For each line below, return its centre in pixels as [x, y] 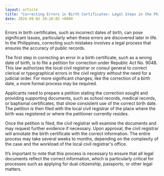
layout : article [21, 10]
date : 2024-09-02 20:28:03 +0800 [39, 19]
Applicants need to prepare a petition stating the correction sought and [76, 93]
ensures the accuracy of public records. [45, 48]
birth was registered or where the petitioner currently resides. [67, 114]
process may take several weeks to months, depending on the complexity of [82, 139]
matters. [13, 169]
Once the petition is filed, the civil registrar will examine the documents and [81, 123]
